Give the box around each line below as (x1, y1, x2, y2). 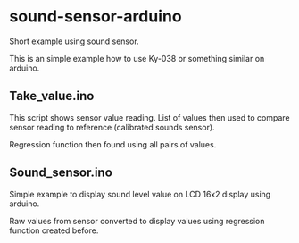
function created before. (9, 225, 99, 236)
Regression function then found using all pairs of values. (9, 138, 217, 149)
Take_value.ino (9, 88, 95, 104)
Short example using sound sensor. (9, 36, 140, 46)
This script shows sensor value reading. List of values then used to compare (9, 112, 290, 122)
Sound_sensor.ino (9, 165, 113, 180)
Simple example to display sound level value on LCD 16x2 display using (9, 189, 271, 199)
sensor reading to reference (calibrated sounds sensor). (9, 121, 216, 132)
